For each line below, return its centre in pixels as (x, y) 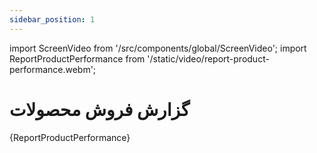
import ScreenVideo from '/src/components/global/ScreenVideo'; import (158, 48)
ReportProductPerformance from (77, 58)
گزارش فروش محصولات (100, 109)
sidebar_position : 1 (52, 19)
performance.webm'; (53, 69)
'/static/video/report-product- (208, 58)
